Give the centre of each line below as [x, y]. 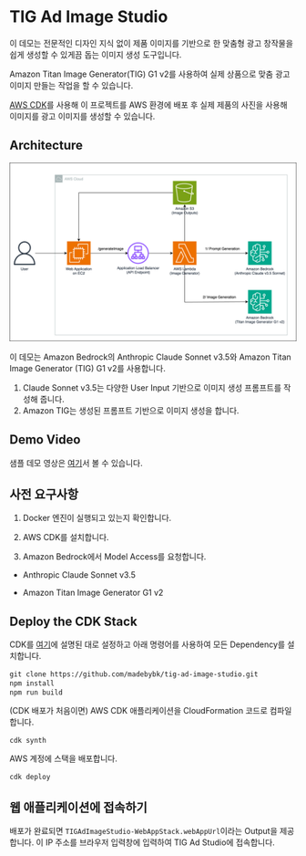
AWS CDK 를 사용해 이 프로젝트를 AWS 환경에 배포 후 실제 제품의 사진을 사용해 [149, 104]
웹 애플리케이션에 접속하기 [78, 807]
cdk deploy [30, 778]
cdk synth [28, 741]
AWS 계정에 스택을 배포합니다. [64, 758]
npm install [32, 684]
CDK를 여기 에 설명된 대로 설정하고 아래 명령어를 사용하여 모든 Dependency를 [147, 644]
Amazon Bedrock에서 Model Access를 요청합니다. [114, 557]
